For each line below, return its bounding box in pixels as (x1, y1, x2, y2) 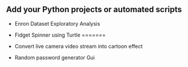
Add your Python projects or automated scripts (6, 5, 182, 15)
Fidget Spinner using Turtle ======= (14, 31, 106, 38)
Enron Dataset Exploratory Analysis (14, 20, 100, 27)
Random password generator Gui (14, 54, 95, 61)
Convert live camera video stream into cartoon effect (14, 43, 143, 50)
